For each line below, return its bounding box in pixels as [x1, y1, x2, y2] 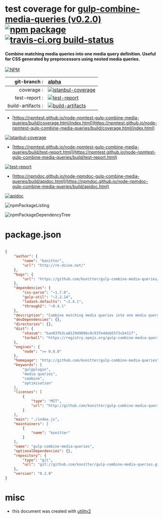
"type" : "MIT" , [31, 399, 62, 404]
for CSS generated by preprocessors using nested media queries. [5, 56, 140, 62]
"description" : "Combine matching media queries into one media [14, 313, 147, 317]
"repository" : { [14, 453, 47, 458]
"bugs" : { [14, 272, 34, 277]
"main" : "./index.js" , [14, 417, 60, 422]
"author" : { [14, 254, 38, 259]
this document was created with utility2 [12, 508, 91, 514]
